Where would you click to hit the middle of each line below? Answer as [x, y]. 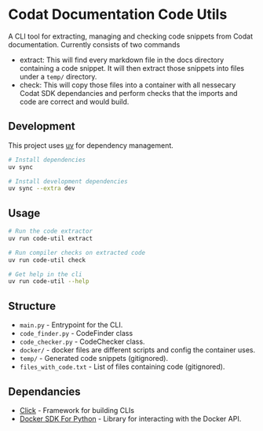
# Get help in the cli [45, 274]
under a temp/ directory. [58, 76]
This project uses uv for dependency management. [91, 145]
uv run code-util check [47, 260]
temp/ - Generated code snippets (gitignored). [94, 359]
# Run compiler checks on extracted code [77, 252]
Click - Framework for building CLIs [77, 410]
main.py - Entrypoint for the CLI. [71, 325]
